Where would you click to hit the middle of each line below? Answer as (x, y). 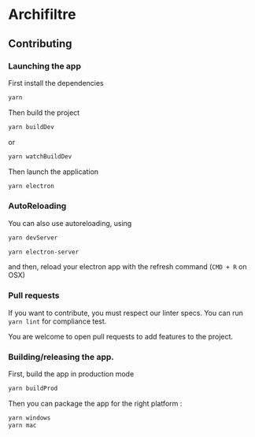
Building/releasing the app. (61, 357)
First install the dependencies (56, 83)
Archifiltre (42, 15)
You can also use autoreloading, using (70, 223)
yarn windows (30, 418)
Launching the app (44, 66)
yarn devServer (33, 238)
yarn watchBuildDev (40, 156)
